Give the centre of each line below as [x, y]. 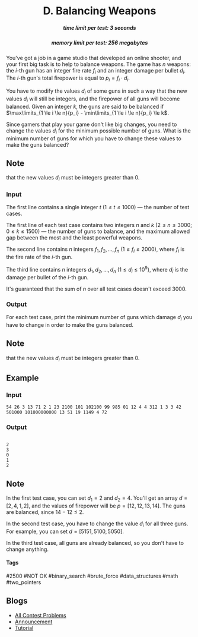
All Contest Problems [40, 615]
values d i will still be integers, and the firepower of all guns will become [93, 99]
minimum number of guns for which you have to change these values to [94, 138]
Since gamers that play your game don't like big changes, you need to [92, 124]
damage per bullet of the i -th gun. [47, 277]
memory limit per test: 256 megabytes [100, 43]
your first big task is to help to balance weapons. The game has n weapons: [98, 64]
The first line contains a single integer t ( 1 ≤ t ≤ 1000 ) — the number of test [98, 207]
